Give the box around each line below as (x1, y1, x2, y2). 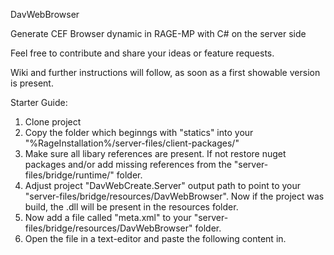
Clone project (24, 116, 82, 128)
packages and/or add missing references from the (24, 159, 232, 170)
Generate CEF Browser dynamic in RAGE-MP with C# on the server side (10, 28, 307, 39)
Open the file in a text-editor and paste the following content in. (24, 233, 287, 244)
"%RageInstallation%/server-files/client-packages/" (24, 137, 240, 149)
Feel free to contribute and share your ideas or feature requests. (10, 47, 275, 59)
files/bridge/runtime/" (24, 169, 115, 181)
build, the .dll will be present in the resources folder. (24, 201, 239, 213)
